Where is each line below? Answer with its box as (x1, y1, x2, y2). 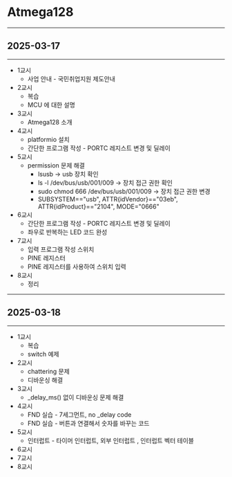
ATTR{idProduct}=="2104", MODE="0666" (37, 202, 160, 210)
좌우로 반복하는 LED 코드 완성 (27, 228, 108, 236)
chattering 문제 (27, 367, 70, 375)
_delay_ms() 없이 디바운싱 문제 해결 (27, 393, 124, 402)
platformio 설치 (27, 135, 70, 143)
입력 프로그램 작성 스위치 (27, 245, 95, 253)
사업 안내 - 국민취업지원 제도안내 (27, 74, 116, 83)
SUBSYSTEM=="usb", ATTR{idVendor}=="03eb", (37, 195, 178, 203)
